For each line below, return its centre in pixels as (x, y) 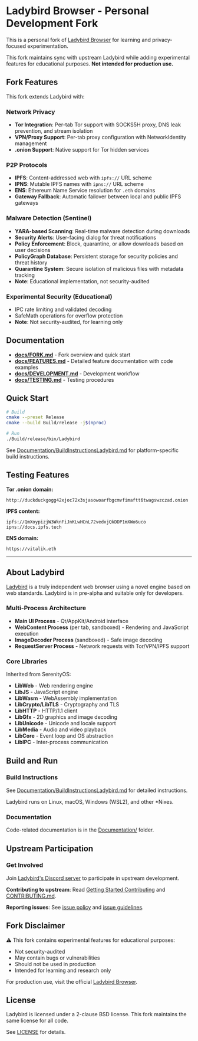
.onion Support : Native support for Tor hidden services (82, 150)
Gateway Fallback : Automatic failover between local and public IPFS (98, 197)
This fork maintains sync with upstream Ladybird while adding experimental (98, 57)
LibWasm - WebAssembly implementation (66, 698)
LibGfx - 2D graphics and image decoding (66, 717)
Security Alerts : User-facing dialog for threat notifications (85, 237)
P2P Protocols (27, 165)
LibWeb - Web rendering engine (54, 686)
